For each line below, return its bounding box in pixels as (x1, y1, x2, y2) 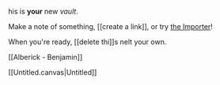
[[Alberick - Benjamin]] (8, 53, 83, 61)
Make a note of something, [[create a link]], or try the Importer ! (8, 22, 214, 31)
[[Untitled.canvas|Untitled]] (8, 68, 97, 77)
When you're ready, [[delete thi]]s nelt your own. (8, 37, 167, 46)
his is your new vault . (8, 7, 79, 16)
